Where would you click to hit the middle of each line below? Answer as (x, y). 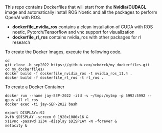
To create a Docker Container (35, 87)
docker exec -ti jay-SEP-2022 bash (41, 104)
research (21, 42)
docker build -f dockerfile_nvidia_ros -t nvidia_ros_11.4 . (69, 74)
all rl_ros (27, 100)
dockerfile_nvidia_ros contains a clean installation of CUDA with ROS (82, 27)
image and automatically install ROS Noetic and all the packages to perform (81, 12)
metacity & (16, 126)
